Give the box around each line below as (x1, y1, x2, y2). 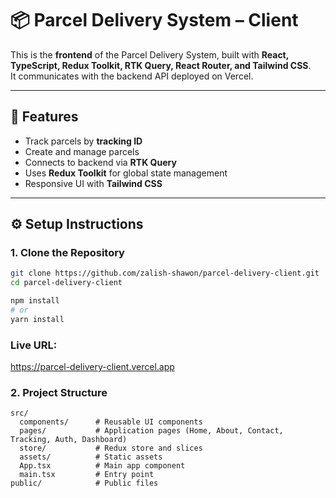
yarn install (10, 314, 65, 324)
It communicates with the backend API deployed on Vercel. (10, 70, 254, 82)
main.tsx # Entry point (19, 470, 155, 480)
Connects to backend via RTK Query (24, 156, 177, 168)
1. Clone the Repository (10, 246, 125, 260)
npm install (10, 296, 60, 306)
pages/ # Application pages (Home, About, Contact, (19, 426, 284, 436)
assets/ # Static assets (19, 452, 163, 462)
